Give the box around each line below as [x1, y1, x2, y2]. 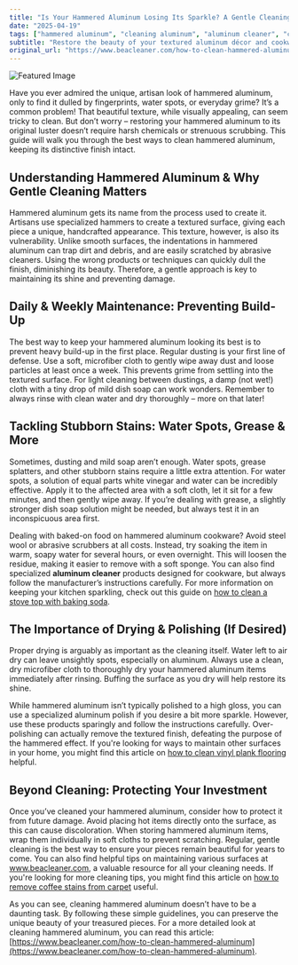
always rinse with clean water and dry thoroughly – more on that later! [9, 392, 264, 404]
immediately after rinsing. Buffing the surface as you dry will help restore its [9, 674, 286, 684]
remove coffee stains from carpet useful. [9, 882, 159, 892]
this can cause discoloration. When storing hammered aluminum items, [9, 825, 269, 835]
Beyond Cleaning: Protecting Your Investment [9, 782, 268, 797]
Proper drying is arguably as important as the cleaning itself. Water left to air [9, 645, 288, 656]
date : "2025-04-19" [9, 21, 82, 30]
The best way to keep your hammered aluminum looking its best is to [9, 336, 262, 347]
